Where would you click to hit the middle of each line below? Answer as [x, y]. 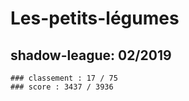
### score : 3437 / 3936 [62, 87]
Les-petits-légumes [95, 18]
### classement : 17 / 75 [64, 78]
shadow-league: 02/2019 [91, 55]
